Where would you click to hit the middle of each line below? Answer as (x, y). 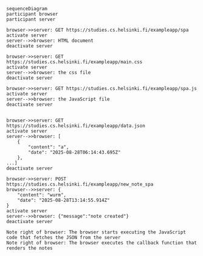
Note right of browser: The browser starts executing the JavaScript (96, 232)
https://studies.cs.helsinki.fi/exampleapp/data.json (76, 126)
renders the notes (29, 248)
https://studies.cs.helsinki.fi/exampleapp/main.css (74, 62)
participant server (31, 19)
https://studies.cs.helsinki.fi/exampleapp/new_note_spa (80, 184)
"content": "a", (49, 147)
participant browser (33, 14)
